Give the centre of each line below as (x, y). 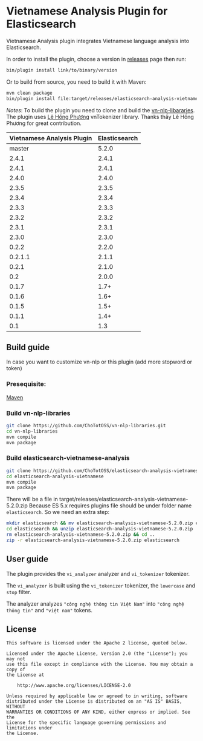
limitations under (29, 728)
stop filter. (19, 592)
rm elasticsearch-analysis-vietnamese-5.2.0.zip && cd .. (81, 535)
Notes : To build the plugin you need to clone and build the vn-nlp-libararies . (101, 110)
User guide (27, 559)
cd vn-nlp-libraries (32, 431)
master (19, 148)
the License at (25, 675)
